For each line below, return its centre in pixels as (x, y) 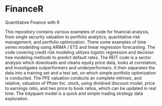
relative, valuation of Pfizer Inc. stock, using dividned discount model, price (80, 83)
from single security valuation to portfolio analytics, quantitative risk (73, 37)
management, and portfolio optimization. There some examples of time (76, 42)
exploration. (17, 98)
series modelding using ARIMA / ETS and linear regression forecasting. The (80, 47)
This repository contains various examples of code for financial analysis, (77, 31)
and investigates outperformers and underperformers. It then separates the (80, 68)
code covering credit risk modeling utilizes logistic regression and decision (80, 52)
